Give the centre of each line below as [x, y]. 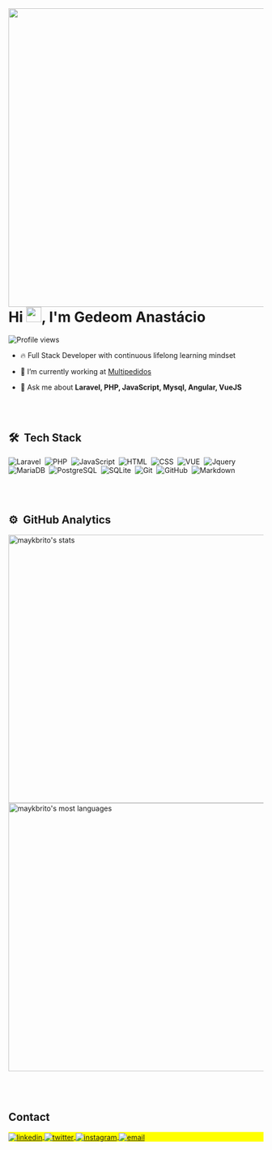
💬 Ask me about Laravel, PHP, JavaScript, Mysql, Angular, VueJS [131, 387]
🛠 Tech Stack [45, 438]
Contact [29, 1117]
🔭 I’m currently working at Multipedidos [86, 371]
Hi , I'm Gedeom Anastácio [107, 317]
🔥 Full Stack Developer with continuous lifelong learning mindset [128, 355]
